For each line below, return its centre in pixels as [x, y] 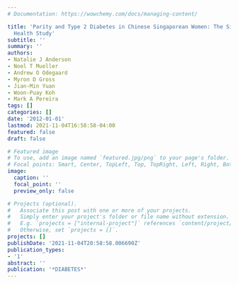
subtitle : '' [27, 40]
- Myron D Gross [31, 79]
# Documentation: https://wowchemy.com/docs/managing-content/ [103, 14]
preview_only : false [44, 191]
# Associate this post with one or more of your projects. [100, 210]
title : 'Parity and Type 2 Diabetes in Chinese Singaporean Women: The [115, 27]
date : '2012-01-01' [36, 119]
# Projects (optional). [42, 204]
